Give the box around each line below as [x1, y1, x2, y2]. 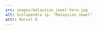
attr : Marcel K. [5, 17, 40, 22]
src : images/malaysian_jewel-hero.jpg [5, 7, 88, 13]
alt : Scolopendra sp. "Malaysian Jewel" [5, 12, 93, 17]
